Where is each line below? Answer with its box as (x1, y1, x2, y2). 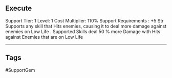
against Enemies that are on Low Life (5, 34, 83, 40)
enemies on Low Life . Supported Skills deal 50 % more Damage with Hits (5, 28, 161, 35)
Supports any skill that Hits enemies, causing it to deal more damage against (5, 23, 167, 29)
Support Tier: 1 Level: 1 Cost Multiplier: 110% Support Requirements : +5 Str (5, 17, 164, 23)
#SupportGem (5, 67, 35, 73)
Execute (5, 4, 32, 13)
